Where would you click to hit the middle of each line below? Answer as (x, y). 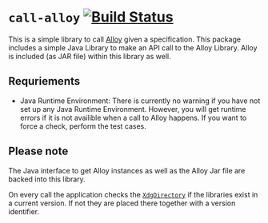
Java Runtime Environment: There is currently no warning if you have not (140, 101)
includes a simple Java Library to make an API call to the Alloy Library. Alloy (133, 47)
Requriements (44, 81)
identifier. (24, 211)
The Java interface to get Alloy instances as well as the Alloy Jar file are (127, 170)
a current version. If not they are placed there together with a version (122, 203)
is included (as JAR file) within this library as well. (90, 56)
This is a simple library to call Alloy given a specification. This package (125, 39)
